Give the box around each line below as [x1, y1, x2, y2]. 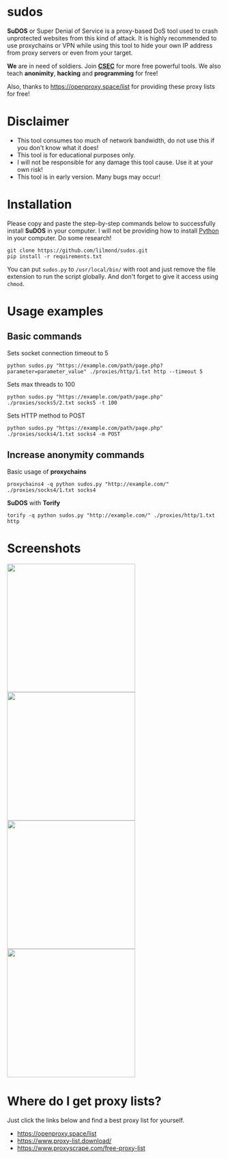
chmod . [7, 279, 25, 288]
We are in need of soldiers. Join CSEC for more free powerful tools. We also [7, 62, 221, 70]
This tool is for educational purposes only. [16, 151, 135, 159]
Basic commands [7, 331, 82, 342]
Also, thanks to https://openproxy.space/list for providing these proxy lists [7, 82, 215, 90]
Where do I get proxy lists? [7, 1093, 162, 1109]
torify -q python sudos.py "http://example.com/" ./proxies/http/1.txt [7, 511, 215, 519]
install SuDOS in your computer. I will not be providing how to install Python [7, 227, 220, 235]
